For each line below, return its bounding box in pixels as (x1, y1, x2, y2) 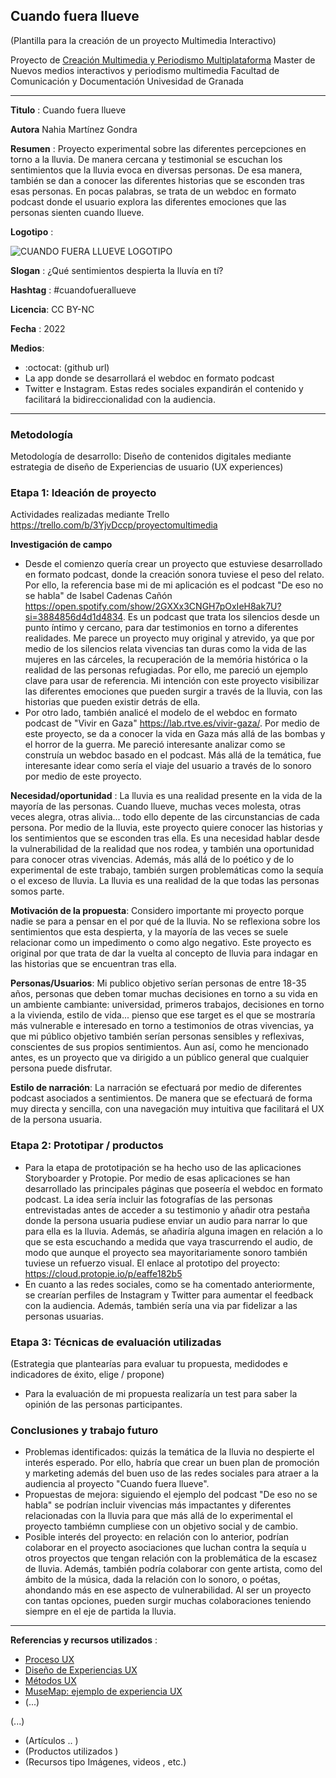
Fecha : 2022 (10, 322, 66, 334)
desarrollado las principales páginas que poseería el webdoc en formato (24, 1182, 323, 1194)
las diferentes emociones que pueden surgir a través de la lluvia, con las (24, 685, 323, 698)
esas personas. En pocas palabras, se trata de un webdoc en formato (10, 185, 297, 197)
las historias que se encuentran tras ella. (10, 958, 177, 970)
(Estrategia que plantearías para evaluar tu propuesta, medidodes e (10, 1358, 288, 1369)
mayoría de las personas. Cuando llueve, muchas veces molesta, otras (10, 800, 302, 813)
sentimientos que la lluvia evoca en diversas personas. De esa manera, (10, 164, 303, 176)
